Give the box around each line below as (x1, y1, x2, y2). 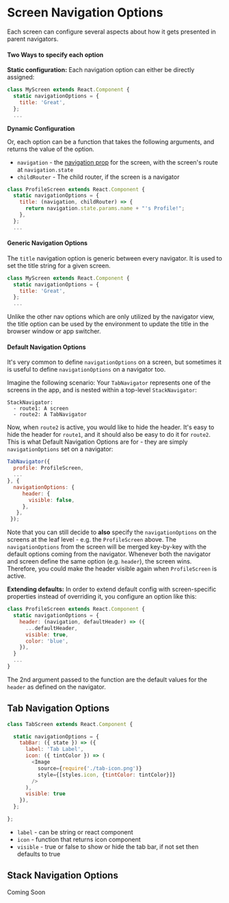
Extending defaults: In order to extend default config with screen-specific (7, 585, 217, 594)
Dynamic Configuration (7, 124, 75, 132)
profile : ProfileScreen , (13, 465, 84, 472)
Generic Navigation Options (7, 239, 87, 248)
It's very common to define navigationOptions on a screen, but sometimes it (7, 358, 222, 366)
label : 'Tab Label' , (25, 746, 84, 753)
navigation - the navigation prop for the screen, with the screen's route (16, 158, 219, 166)
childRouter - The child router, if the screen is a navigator (16, 173, 180, 181)
